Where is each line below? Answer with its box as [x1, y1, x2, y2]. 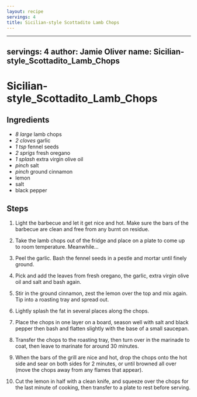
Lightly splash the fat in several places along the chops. [15, 307, 150, 314]
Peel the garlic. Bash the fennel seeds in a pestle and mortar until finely [15, 255, 187, 262]
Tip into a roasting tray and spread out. [15, 296, 109, 303]
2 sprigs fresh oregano [15, 149, 71, 156]
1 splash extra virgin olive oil [15, 155, 84, 162]
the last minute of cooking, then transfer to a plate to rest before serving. [15, 384, 191, 391]
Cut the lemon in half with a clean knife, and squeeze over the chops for [15, 378, 189, 385]
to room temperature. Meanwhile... [15, 243, 99, 250]
